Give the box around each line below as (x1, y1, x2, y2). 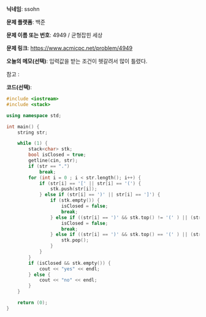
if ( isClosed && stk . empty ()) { (28, 260, 112, 266)
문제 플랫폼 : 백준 (6, 18, 46, 26)
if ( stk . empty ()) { (50, 197, 100, 204)
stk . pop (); (61, 237, 89, 243)
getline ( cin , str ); (28, 158, 78, 164)
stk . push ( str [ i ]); (50, 186, 97, 192)
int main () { (6, 123, 40, 130)
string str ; (17, 129, 48, 136)
